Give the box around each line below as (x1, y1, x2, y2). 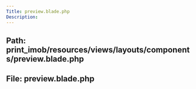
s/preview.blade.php (6, 54, 84, 64)
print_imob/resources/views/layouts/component (6, 44, 190, 54)
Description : (6, 14, 38, 20)
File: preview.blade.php (6, 74, 94, 84)
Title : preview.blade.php (6, 8, 70, 15)
